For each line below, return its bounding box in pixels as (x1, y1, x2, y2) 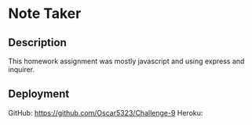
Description (8, 36, 67, 49)
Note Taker (8, 5, 82, 23)
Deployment (8, 87, 70, 101)
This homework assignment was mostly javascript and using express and (8, 56, 245, 66)
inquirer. (8, 65, 35, 74)
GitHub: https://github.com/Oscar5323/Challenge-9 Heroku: (8, 108, 203, 117)
